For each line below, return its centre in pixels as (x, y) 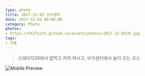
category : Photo (22, 24)
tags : (11, 39)
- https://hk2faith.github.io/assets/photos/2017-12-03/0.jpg (72, 33)
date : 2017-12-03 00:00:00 (34, 19)
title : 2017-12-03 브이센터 (33, 15)
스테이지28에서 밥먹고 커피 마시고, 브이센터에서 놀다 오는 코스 (79, 58)
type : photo (18, 10)
